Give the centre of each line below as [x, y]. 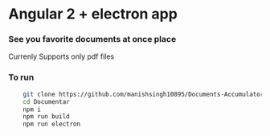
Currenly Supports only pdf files [61, 56]
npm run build [46, 117]
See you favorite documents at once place [92, 39]
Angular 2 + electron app [93, 14]
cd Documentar [46, 101]
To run [21, 77]
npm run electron [52, 124]
